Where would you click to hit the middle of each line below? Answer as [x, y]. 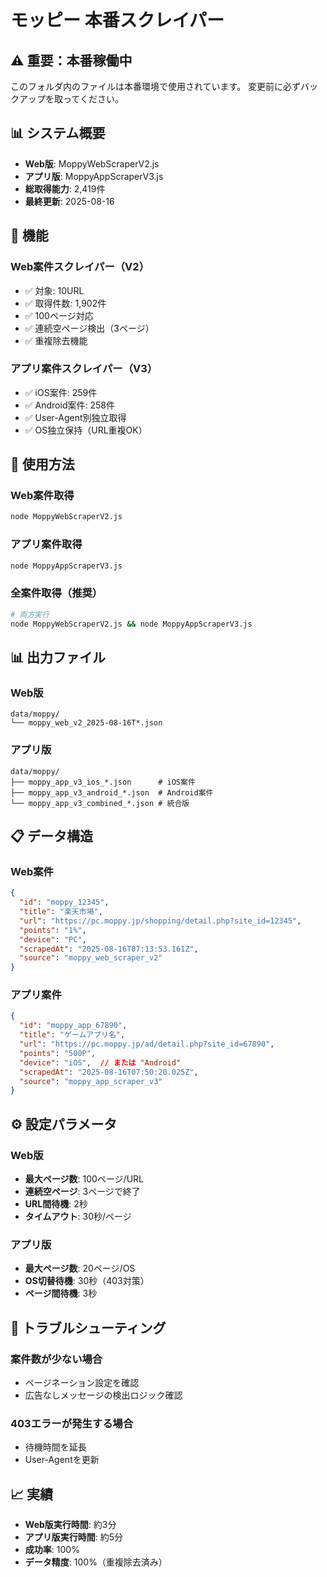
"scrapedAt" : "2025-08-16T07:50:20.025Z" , [109, 1072]
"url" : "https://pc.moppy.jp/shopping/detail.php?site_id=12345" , [160, 921]
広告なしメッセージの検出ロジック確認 [103, 1395]
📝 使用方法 [42, 464]
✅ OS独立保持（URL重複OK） [86, 430]
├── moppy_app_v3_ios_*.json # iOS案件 [103, 782]
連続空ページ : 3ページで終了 [82, 1191]
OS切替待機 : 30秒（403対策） [87, 1281]
